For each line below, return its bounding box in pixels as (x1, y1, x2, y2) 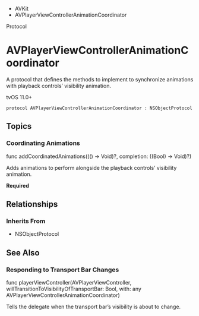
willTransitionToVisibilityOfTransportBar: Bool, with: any (6, 285, 141, 292)
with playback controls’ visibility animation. (6, 82, 112, 89)
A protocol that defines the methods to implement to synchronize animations (6, 75, 194, 83)
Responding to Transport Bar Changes (6, 266, 119, 274)
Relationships (6, 199, 58, 210)
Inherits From (6, 217, 46, 225)
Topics (6, 121, 32, 131)
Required (6, 182, 30, 189)
